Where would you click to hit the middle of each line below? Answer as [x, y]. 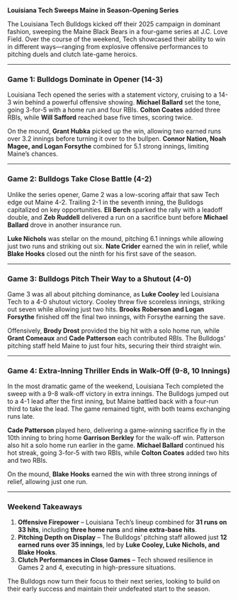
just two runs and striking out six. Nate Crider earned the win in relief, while [118, 246]
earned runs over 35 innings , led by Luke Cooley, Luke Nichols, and [119, 545]
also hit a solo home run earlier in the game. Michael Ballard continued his [116, 445]
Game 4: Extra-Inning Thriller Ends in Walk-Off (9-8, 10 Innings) [119, 370]
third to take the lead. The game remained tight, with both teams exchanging [119, 409]
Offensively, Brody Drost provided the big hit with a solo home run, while [113, 331]
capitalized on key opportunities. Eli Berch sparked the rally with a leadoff [115, 210]
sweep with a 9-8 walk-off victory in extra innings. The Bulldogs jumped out [118, 394]
